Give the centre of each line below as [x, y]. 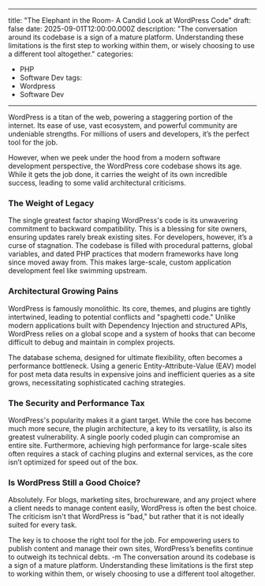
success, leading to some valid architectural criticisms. [97, 183]
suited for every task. [43, 525]
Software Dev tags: [51, 77]
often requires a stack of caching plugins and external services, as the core [131, 453]
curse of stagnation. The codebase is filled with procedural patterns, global [131, 246]
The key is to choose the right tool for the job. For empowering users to [124, 540]
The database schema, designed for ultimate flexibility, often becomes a [125, 357]
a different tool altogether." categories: [71, 54]
